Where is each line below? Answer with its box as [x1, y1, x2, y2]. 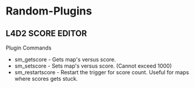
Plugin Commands [5, 44, 52, 51]
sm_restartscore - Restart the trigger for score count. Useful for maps [14, 69, 190, 76]
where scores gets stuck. [14, 75, 78, 82]
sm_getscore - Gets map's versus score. [14, 56, 116, 63]
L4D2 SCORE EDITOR [5, 28, 87, 39]
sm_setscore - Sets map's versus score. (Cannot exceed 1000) [14, 62, 172, 69]
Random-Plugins [5, 4, 92, 18]
